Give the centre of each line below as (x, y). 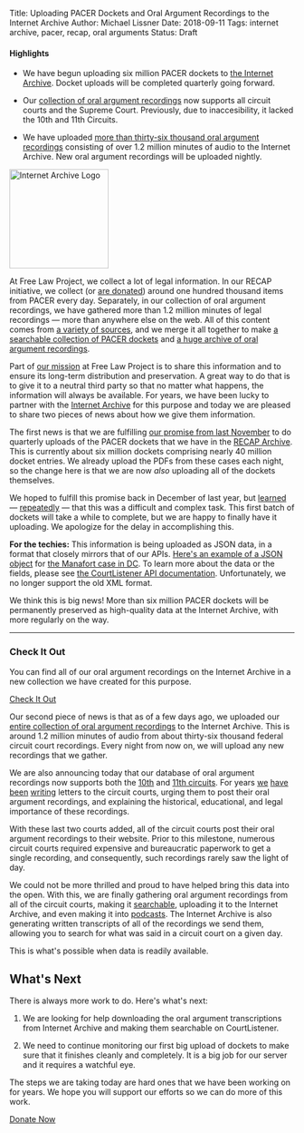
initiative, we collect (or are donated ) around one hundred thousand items (147, 291)
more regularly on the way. (59, 620)
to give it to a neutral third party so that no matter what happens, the (137, 386)
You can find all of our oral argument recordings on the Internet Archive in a (150, 671)
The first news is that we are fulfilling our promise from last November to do (151, 432)
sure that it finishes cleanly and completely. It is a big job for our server (155, 1055)
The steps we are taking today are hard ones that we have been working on (150, 1082)
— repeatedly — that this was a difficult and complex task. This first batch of (152, 508)
